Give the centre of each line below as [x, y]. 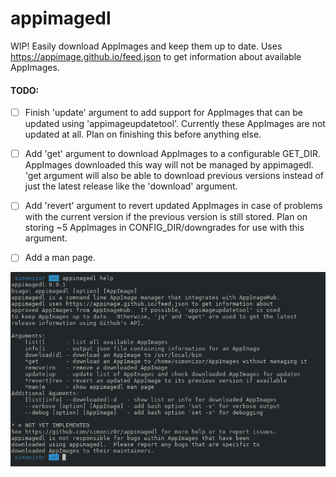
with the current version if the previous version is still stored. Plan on [166, 217]
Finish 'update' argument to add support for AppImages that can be [163, 113]
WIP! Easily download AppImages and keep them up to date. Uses [146, 46]
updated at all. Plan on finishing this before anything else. [143, 134]
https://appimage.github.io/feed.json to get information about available [156, 56]
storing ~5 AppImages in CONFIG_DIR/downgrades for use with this [164, 228]
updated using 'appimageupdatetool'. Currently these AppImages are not [175, 124]
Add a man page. [60, 258]
